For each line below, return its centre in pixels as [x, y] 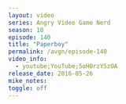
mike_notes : [28, 81]
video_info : [28, 59]
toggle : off [28, 88]
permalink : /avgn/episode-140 [58, 52]
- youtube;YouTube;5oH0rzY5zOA [67, 66]
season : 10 [26, 30]
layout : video [31, 15]
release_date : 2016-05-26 [50, 74]
